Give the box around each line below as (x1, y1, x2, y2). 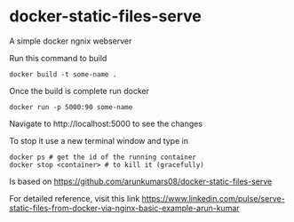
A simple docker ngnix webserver (9, 36, 132, 46)
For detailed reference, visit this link (9, 193, 140, 203)
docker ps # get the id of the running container (9, 153, 197, 162)
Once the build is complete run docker (9, 85, 149, 96)
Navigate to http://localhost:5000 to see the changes (9, 118, 203, 129)
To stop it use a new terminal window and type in (9, 135, 189, 146)
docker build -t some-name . (9, 69, 117, 79)
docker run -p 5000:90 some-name (9, 102, 133, 112)
